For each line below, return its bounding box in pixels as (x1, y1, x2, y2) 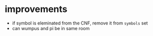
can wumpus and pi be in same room (12, 25, 90, 31)
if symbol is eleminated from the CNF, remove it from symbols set (12, 20, 148, 26)
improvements (5, 3, 68, 15)
